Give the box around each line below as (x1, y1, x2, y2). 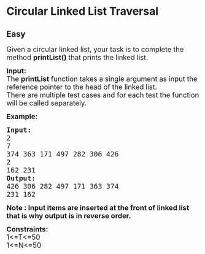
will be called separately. (6, 99, 87, 107)
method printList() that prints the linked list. (6, 53, 149, 62)
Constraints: (6, 225, 48, 234)
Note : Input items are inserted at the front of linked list (6, 204, 190, 212)
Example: (6, 112, 38, 121)
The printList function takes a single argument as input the (6, 75, 198, 83)
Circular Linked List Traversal (6, 4, 159, 18)
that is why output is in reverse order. (6, 212, 131, 220)
